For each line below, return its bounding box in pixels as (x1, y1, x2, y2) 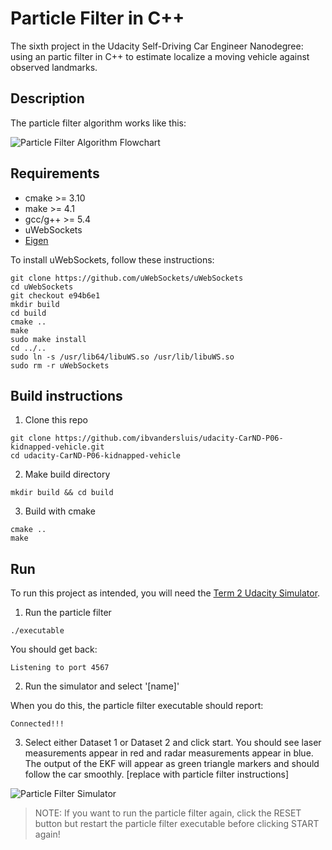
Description (10, 90, 85, 107)
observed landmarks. (10, 61, 98, 73)
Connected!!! (10, 719, 65, 729)
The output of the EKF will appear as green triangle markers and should (24, 758, 320, 770)
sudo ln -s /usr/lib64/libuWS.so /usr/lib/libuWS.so (10, 352, 235, 362)
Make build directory (24, 468, 111, 481)
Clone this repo (24, 414, 88, 426)
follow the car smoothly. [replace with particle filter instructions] (24, 768, 290, 781)
